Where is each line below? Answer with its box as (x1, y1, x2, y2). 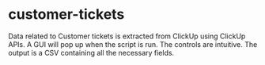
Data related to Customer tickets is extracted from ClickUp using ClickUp (8, 31, 246, 41)
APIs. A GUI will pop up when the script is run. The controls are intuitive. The (8, 39, 258, 49)
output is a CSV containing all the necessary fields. (8, 48, 175, 57)
